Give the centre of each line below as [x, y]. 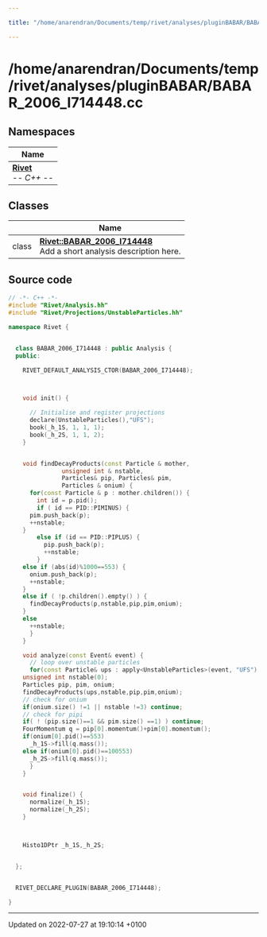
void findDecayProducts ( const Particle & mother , [106, 463]
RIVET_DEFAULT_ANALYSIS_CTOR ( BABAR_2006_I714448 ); [108, 370]
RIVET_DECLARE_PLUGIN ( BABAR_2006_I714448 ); [88, 888]
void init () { [46, 398]
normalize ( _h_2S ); [60, 810]
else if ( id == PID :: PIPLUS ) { [89, 537]
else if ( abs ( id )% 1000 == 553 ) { [74, 567]
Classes [29, 206]
